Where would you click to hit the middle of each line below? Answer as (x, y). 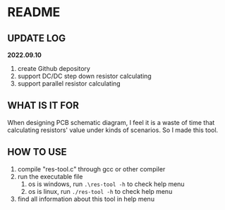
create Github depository (54, 68)
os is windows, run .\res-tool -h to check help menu (106, 184)
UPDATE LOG (37, 38)
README (34, 12)
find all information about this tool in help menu (86, 199)
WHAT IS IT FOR (43, 106)
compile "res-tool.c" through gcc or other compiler (91, 169)
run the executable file (50, 176)
